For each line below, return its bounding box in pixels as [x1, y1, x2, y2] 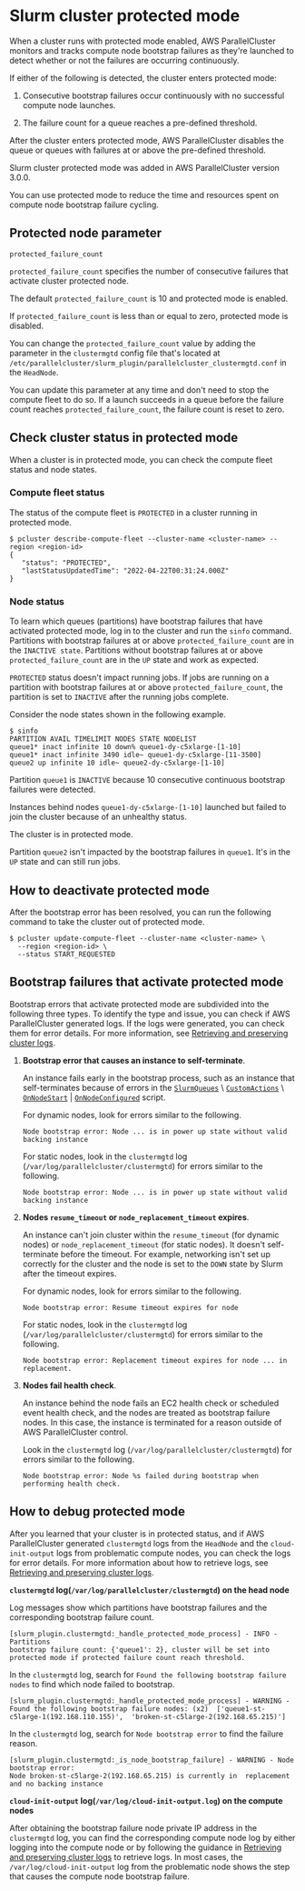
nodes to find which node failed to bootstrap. [9, 1678, 175, 1689]
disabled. [9, 320, 44, 331]
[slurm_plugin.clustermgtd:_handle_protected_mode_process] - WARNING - [9, 1696, 290, 1706]
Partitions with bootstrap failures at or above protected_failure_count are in [9, 635, 295, 646]
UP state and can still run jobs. [9, 856, 121, 867]
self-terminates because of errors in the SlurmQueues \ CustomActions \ [22, 1082, 284, 1093]
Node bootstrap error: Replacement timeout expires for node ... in [22, 1356, 288, 1365]
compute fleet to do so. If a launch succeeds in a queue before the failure [9, 394, 284, 405]
